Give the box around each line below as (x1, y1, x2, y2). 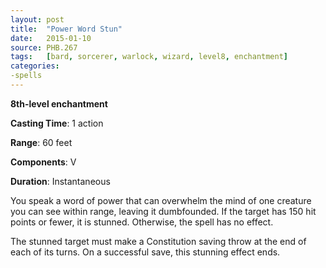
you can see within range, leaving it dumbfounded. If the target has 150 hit (10, 205, 317, 217)
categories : (10, 61, 60, 71)
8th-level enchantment (10, 97, 108, 110)
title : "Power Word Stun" (10, 24, 123, 34)
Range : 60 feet (10, 136, 73, 148)
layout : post (10, 14, 65, 25)
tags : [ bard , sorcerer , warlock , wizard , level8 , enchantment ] (10, 52, 289, 62)
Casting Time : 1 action (10, 117, 104, 129)
